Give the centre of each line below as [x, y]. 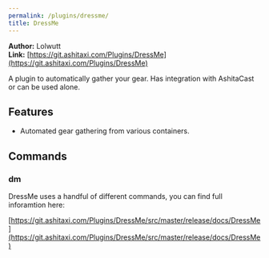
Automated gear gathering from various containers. [104, 131]
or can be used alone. [44, 87]
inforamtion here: [37, 205]
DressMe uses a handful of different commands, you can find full [115, 196]
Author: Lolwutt [35, 46]
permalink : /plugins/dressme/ [59, 16]
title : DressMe [34, 23]
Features [31, 111]
